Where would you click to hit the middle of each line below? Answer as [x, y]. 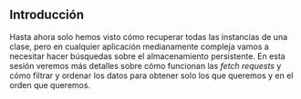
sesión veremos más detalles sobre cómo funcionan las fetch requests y [145, 65]
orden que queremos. [50, 84]
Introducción [47, 15]
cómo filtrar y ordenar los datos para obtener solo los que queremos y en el [151, 75]
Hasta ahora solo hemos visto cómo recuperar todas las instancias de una [149, 36]
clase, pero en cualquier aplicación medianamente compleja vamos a [139, 46]
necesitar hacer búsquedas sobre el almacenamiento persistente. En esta [147, 56]
